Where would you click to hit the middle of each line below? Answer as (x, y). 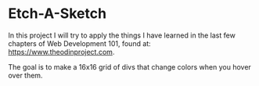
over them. (25, 75)
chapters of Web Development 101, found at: (79, 43)
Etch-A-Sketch (58, 14)
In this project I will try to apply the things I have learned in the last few (122, 35)
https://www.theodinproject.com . (61, 52)
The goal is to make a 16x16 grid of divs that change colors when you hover (130, 66)
